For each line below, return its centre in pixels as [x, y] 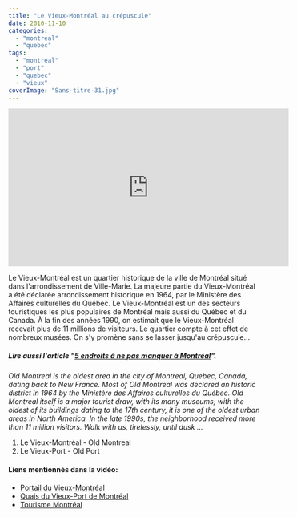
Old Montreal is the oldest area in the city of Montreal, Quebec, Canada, [128, 376]
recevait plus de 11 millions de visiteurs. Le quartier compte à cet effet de [128, 329]
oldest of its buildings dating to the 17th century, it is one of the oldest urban [134, 410]
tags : [17, 53]
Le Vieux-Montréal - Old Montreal [75, 442]
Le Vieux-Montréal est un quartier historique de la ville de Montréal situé [128, 278]
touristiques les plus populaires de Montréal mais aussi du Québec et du [127, 312]
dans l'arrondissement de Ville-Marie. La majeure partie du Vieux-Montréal [132, 286]
